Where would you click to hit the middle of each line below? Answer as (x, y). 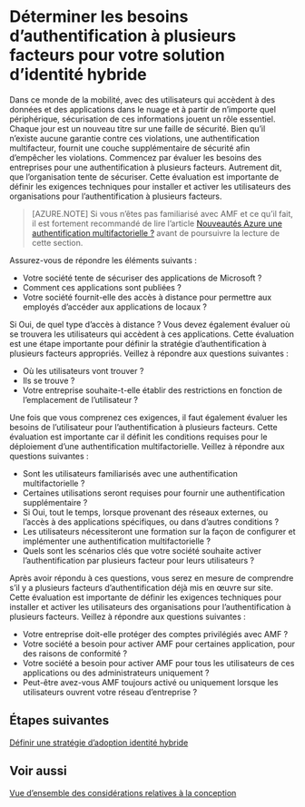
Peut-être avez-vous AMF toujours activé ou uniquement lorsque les (150, 682)
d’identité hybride (78, 75)
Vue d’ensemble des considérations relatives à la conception (123, 792)
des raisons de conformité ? (75, 653)
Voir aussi (38, 771)
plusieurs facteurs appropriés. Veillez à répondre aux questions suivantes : (149, 353)
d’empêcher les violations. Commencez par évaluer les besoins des (136, 157)
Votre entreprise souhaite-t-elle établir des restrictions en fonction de (152, 390)
